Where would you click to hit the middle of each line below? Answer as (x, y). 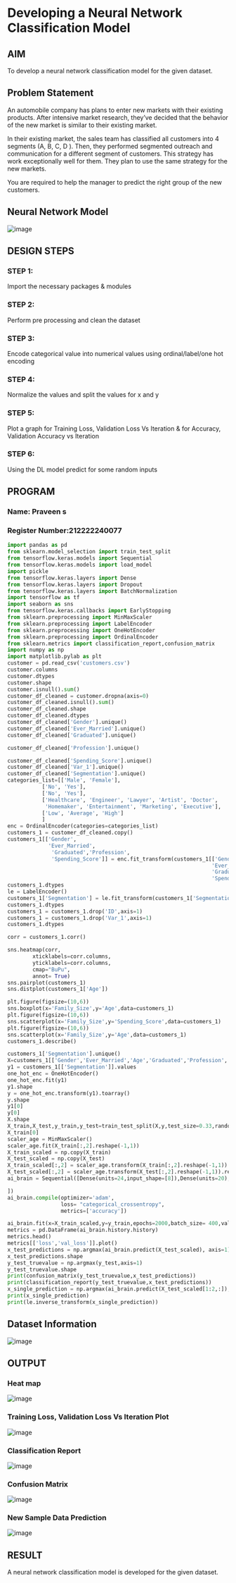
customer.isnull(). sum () (44, 689)
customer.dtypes (31, 676)
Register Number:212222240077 (65, 531)
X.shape (19, 1120)
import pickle (28, 571)
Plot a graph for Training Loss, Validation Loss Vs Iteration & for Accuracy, (114, 429)
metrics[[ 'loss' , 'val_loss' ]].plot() (63, 1243)
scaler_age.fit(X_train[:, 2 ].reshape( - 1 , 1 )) (73, 1146)
